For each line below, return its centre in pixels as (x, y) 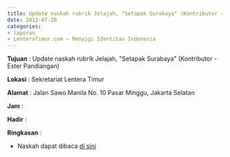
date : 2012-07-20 (32, 20)
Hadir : (17, 119)
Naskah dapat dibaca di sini (57, 146)
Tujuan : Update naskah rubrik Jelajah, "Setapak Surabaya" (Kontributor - (112, 59)
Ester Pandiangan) (33, 66)
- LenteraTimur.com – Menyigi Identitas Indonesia (82, 39)
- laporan (21, 33)
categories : (24, 26)
